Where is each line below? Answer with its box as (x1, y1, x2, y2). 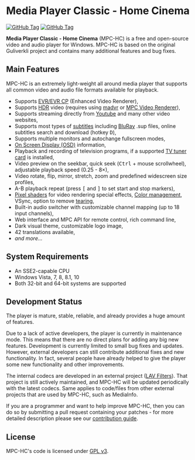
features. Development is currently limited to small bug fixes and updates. (6, 342, 184, 350)
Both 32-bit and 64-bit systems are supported (14, 280, 126, 287)
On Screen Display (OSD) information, (14, 141, 107, 148)
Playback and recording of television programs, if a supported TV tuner (14, 147, 187, 154)
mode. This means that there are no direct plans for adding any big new (6, 336, 179, 343)
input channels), (14, 209, 54, 217)
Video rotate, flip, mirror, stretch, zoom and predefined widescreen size (14, 172, 187, 180)
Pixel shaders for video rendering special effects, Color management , (14, 191, 183, 198)
